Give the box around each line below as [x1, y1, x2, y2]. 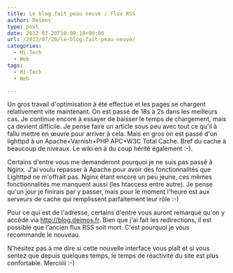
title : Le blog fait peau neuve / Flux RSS [7, 10, 136, 17]
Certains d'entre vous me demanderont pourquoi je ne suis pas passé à [7, 158, 213, 166]
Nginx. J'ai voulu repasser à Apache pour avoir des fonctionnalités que [7, 165, 211, 174]
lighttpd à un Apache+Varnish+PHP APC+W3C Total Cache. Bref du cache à [7, 137, 227, 146]
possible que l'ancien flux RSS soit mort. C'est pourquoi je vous [7, 224, 190, 232]
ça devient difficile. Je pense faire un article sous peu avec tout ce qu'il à [7, 123, 218, 131]
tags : [7, 62, 23, 69]
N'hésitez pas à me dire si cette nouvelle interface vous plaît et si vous [7, 244, 210, 253]
